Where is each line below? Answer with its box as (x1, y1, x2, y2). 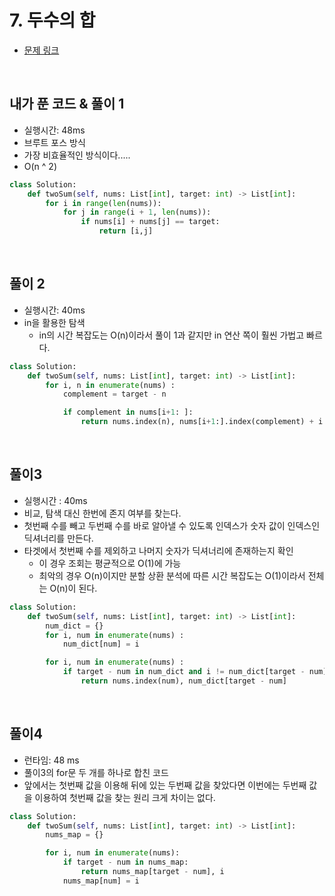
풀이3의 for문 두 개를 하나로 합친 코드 (23, 766, 169, 778)
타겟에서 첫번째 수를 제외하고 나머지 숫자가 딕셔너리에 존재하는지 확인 (23, 544, 294, 556)
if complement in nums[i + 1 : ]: (62, 407, 194, 418)
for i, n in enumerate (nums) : (45, 380, 176, 390)
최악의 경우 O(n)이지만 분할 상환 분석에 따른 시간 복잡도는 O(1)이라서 (38, 569, 306, 581)
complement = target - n (62, 389, 167, 400)
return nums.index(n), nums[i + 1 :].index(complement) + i (80, 417, 324, 427)
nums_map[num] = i (62, 876, 140, 886)
